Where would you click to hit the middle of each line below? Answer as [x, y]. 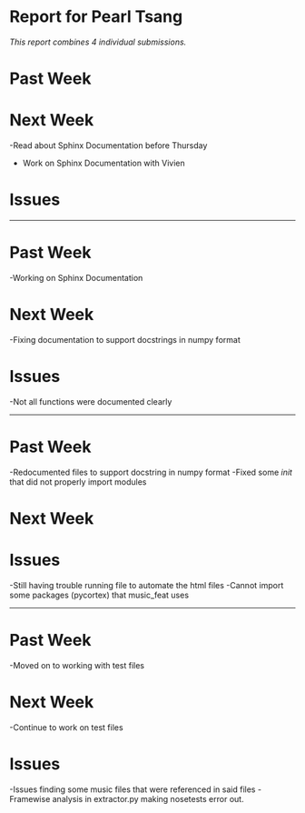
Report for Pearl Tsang [96, 17]
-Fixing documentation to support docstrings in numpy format [125, 339]
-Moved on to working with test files [77, 665]
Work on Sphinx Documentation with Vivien [104, 163]
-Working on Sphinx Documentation [76, 277]
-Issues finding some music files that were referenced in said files [133, 789]
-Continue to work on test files [67, 727]
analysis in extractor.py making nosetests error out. [148, 798]
